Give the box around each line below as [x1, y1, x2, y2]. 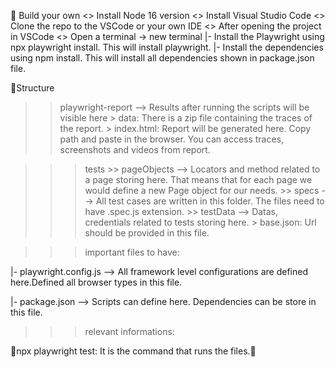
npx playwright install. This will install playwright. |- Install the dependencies [10, 41, 324, 53]
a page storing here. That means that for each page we [84, 174, 313, 185]
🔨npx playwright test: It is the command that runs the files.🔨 [10, 345, 257, 357]
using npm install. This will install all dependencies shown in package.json [10, 52, 315, 64]
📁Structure [10, 82, 55, 94]
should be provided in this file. [84, 227, 210, 239]
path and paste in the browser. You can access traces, [59, 133, 285, 145]
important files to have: [84, 246, 180, 258]
